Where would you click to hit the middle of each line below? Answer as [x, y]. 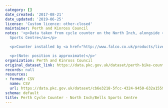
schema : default [22, 93]
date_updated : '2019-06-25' [34, 19]
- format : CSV [20, 79]
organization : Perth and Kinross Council [49, 60]
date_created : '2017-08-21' [34, 14]
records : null [20, 70]
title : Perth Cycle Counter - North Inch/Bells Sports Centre [71, 97]
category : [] [19, 10]
